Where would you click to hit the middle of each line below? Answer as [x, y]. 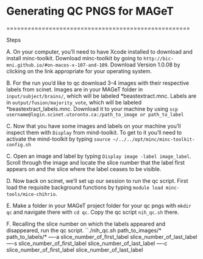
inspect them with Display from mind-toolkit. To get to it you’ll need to [94, 132]
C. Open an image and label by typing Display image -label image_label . [99, 156]
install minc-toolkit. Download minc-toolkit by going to [74, 58]
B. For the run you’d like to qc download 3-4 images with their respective [98, 83]
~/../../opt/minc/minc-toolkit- [154, 139]
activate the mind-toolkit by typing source [59, 139]
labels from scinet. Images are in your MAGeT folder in [75, 89]
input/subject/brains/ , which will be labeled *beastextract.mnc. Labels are [101, 96]
